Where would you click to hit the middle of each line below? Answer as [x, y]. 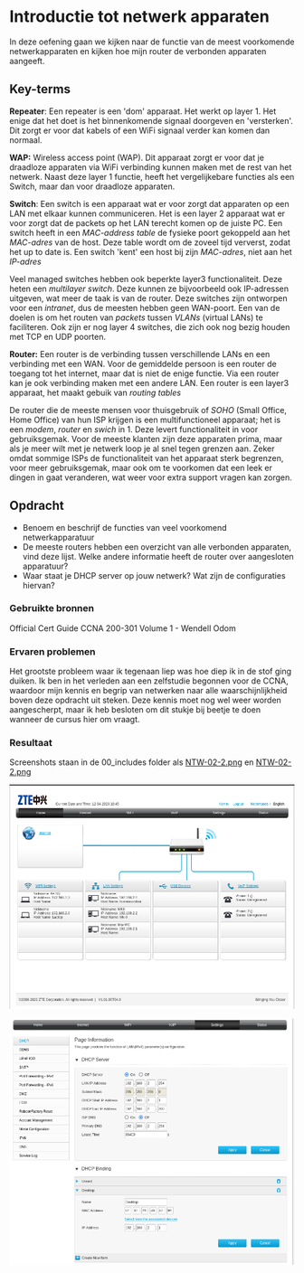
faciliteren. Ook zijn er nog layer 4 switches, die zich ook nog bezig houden [150, 326]
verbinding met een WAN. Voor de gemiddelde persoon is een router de [143, 363]
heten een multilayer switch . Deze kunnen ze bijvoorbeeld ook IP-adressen [149, 288]
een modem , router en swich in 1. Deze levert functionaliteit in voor [134, 429]
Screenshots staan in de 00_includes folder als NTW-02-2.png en [132, 762]
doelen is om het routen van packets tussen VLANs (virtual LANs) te [137, 317]
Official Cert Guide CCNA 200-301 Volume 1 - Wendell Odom [123, 628]
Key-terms [40, 89]
